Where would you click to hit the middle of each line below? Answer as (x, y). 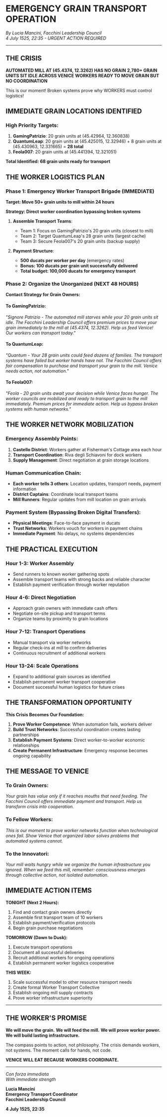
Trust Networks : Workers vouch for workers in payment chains (78, 529)
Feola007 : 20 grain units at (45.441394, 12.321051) (65, 152)
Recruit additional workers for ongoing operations (63, 957)
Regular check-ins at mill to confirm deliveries (60, 647)
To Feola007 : (19, 382)
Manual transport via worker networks (52, 642)
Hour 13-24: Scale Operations (42, 666)
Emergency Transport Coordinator (42, 1094)
